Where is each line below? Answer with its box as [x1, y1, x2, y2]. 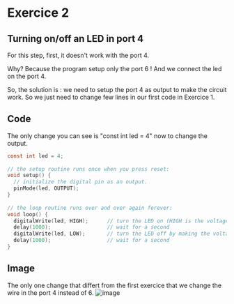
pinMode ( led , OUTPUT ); [13, 185, 79, 192]
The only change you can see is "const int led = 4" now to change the [7, 131, 208, 140]
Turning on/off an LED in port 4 [7, 33, 144, 45]
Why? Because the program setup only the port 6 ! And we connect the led [7, 65, 222, 73]
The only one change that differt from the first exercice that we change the [7, 281, 222, 289]
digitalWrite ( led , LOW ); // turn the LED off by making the [13, 230, 210, 238]
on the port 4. [7, 72, 47, 80]
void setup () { [7, 172, 52, 179]
